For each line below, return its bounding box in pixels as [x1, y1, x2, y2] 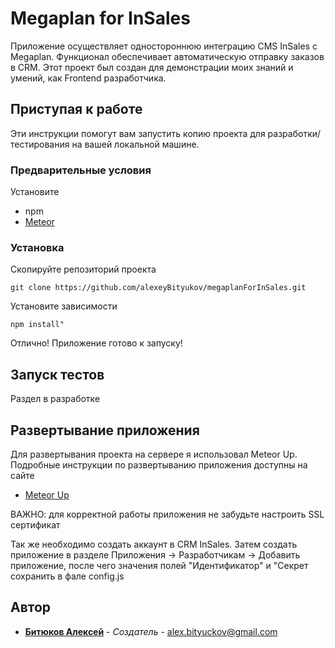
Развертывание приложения [10, 422, 200, 439]
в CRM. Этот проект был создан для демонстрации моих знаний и [10, 61, 294, 73]
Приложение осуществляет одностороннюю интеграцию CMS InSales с [10, 40, 318, 52]
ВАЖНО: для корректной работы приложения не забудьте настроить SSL [10, 508, 325, 520]
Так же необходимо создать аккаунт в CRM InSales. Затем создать [10, 538, 298, 550]
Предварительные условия [10, 163, 152, 177]
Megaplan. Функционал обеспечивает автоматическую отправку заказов [10, 50, 325, 62]
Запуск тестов [10, 366, 105, 383]
